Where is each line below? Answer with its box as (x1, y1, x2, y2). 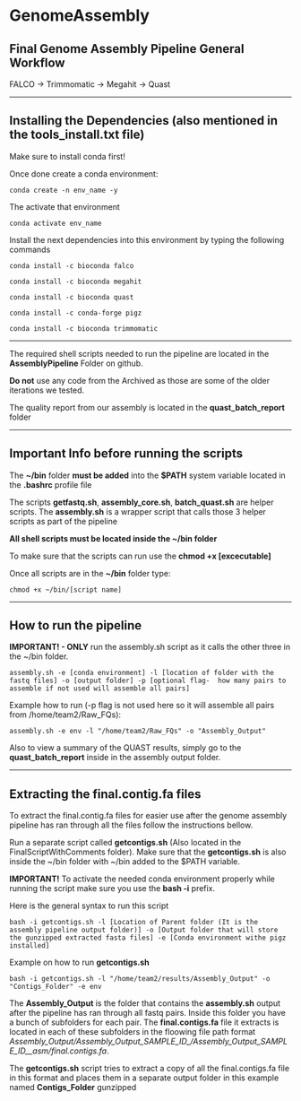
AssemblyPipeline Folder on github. (9, 358, 143, 368)
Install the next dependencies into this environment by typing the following (9, 234, 285, 245)
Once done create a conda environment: (9, 168, 159, 179)
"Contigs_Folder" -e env (9, 983, 102, 992)
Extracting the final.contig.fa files (9, 786, 202, 802)
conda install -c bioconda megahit (9, 277, 142, 286)
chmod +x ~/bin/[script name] (9, 585, 123, 594)
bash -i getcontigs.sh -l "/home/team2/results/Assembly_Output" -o (9, 975, 271, 984)
